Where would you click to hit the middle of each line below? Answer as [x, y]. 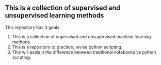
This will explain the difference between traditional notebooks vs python [84, 52]
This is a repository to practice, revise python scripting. [67, 47]
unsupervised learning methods [55, 16]
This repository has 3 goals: [33, 27]
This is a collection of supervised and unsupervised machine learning [81, 36]
